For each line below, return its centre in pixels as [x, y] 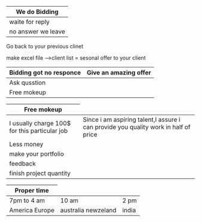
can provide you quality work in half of [137, 127]
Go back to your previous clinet [45, 46]
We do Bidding [37, 12]
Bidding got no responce [45, 73]
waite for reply [29, 22]
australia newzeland [88, 210]
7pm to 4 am [27, 201]
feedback [22, 164]
